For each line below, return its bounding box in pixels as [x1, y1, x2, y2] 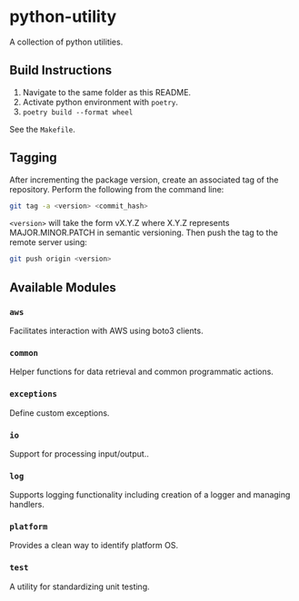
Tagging [9, 150, 57, 165]
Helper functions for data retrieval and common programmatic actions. [9, 366, 274, 378]
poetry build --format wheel [22, 107, 134, 117]
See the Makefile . [9, 123, 75, 134]
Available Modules [9, 280, 116, 295]
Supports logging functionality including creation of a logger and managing [9, 489, 291, 500]
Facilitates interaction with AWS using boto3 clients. [9, 325, 204, 336]
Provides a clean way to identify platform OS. [9, 540, 179, 551]
